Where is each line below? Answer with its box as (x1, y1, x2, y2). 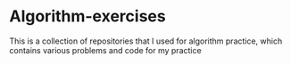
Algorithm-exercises (9, 6, 167, 27)
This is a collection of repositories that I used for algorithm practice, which (9, 36, 283, 46)
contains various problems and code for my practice (9, 44, 203, 55)
